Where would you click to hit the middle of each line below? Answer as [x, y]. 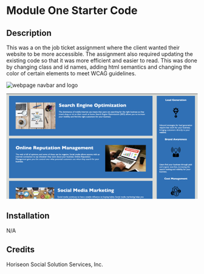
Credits [21, 250]
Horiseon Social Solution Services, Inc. [55, 264]
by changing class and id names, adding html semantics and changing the [99, 67]
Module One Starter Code [72, 11]
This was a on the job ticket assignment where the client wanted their [93, 47]
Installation [28, 216]
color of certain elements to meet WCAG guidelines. [71, 73]
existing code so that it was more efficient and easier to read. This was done [102, 60]
